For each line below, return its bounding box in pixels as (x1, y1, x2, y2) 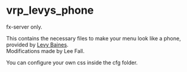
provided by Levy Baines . (6, 41, 69, 48)
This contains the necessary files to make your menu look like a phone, (6, 35, 181, 42)
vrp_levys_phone (6, 4, 94, 17)
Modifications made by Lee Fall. (6, 47, 85, 54)
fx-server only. (6, 23, 43, 30)
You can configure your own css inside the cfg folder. (6, 59, 138, 66)
